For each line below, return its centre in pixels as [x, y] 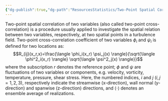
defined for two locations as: [34, 46]
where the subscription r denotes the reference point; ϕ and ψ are [73, 67]
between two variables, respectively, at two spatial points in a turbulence [80, 34]
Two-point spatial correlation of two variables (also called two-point [75, 24]
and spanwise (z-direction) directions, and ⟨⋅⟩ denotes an [85, 88]
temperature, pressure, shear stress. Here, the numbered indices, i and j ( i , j [83, 78]
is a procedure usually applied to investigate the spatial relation [95, 29]
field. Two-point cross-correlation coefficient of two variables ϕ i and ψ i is [81, 40]
